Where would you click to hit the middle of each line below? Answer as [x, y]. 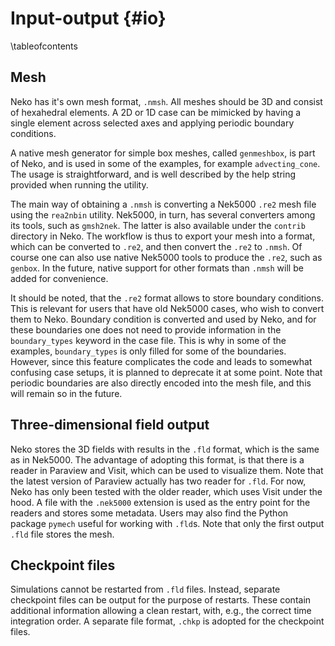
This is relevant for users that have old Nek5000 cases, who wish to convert [167, 308]
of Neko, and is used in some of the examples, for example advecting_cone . [165, 163]
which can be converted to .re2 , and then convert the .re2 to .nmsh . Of [156, 246]
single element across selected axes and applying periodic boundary [152, 123]
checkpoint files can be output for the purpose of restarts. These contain [161, 600]
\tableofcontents [44, 46]
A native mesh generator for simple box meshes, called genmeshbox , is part [163, 153]
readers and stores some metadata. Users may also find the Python [149, 513]
